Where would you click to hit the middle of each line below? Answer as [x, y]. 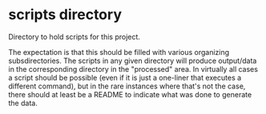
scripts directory [65, 15]
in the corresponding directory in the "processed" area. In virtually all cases [133, 69]
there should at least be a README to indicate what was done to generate [130, 94]
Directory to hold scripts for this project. [74, 37]
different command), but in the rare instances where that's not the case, [127, 86]
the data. [23, 103]
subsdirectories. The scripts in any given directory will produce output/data [133, 61]
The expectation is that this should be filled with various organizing [119, 52]
